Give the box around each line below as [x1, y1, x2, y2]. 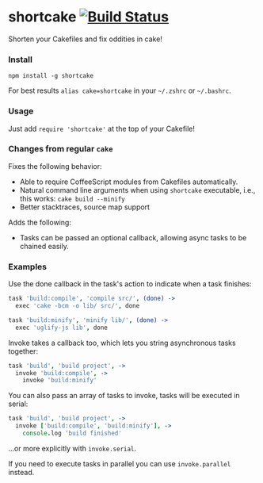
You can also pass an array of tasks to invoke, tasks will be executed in [8, 391, 240, 401]
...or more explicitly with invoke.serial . [8, 443, 137, 453]
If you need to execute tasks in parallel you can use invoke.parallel [8, 458, 231, 468]
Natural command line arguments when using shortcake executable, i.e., [19, 185, 256, 194]
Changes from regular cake [8, 144, 113, 155]
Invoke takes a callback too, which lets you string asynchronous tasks [8, 338, 236, 347]
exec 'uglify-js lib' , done [15, 324, 109, 332]
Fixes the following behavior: [8, 161, 102, 171]
